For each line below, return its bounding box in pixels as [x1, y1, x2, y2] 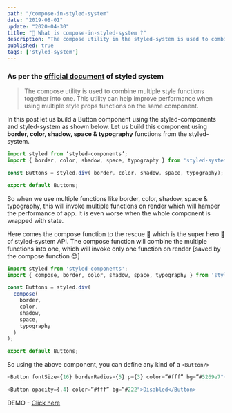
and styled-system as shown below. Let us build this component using [7, 122, 207, 131]
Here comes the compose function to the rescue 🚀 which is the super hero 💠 [7, 229, 225, 238]
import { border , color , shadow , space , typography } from [7, 157, 181, 164]
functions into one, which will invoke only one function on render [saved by [7, 244, 221, 253]
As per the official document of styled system [7, 71, 164, 81]
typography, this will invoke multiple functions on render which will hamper [7, 202, 220, 210]
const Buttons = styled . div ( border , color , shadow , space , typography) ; [7, 169, 224, 176]
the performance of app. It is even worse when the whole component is [7, 209, 211, 218]
